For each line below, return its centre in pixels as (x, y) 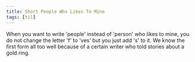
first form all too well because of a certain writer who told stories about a (95, 46)
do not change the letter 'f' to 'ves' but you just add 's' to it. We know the (96, 40)
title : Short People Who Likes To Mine (56, 12)
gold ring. (18, 53)
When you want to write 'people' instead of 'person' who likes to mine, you (98, 34)
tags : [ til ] (21, 17)
